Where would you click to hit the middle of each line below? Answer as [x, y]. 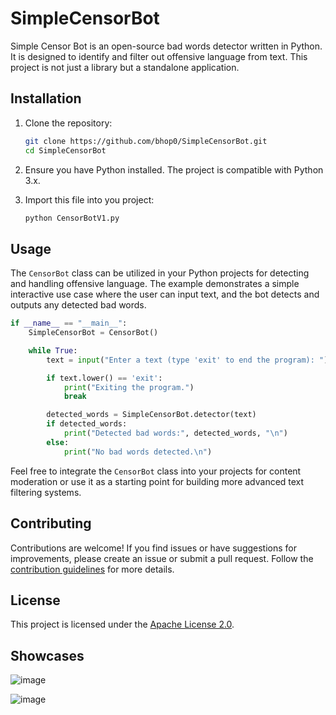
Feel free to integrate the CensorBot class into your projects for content [156, 471]
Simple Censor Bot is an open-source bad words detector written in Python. [166, 46]
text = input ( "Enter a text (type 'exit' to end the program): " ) [187, 360]
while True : [53, 350]
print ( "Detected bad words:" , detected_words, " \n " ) [175, 433]
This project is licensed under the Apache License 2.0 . [122, 624]
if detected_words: [87, 424]
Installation [46, 98]
